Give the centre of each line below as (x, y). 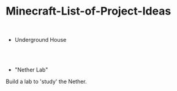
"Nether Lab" (31, 69)
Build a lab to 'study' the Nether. (46, 81)
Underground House (40, 39)
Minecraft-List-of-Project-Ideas (88, 11)
